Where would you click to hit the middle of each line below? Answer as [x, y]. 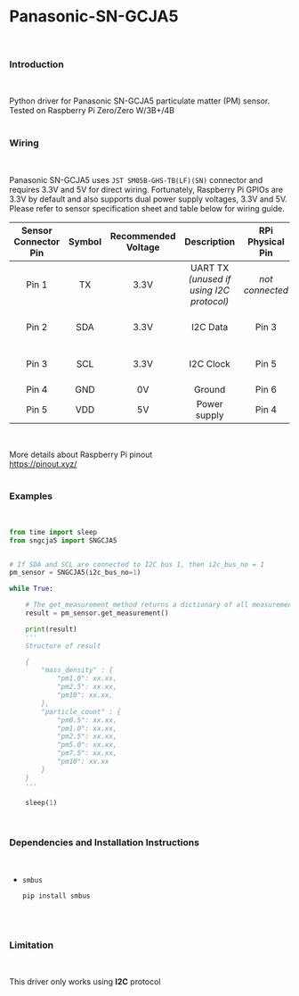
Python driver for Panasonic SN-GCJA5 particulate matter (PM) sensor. [140, 101]
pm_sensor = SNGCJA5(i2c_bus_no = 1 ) [75, 573]
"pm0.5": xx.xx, [87, 720]
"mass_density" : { [77, 670]
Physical [266, 241]
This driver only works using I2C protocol [85, 982]
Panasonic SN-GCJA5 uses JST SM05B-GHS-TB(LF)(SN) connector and [136, 179]
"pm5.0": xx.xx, [87, 745]
